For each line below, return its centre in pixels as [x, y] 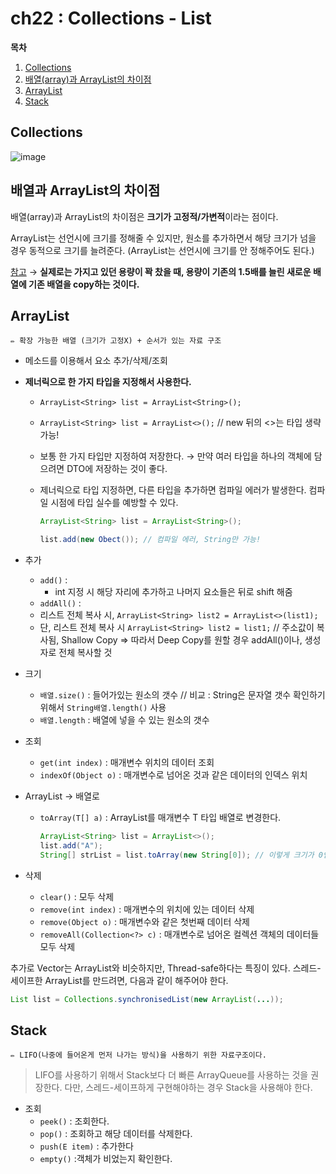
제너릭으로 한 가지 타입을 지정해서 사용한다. [108, 382]
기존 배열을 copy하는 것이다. [84, 284]
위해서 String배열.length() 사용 [103, 708]
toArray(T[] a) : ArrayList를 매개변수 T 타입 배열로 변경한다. [160, 818]
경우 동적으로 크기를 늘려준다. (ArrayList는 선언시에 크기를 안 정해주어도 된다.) [162, 250]
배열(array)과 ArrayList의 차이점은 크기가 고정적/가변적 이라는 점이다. [144, 216]
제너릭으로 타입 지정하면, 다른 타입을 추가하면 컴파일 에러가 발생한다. [173, 490]
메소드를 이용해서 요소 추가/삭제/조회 [96, 361]
